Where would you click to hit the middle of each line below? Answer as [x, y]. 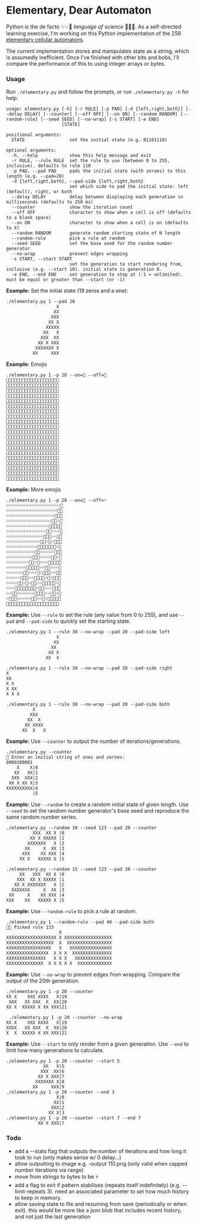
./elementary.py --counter [39, 752]
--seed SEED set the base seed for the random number [92, 244]
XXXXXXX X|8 [50, 1082]
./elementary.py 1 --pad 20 [41, 302]
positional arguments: [34, 135]
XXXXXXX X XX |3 [38, 890]
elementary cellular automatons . [45, 40]
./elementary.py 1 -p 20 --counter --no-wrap [65, 1018]
